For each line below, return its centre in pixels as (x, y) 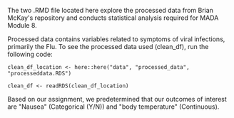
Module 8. (22, 25)
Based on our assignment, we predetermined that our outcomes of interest (117, 99)
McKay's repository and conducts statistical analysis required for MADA (113, 18)
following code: (30, 54)
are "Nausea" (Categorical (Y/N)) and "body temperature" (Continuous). (113, 107)
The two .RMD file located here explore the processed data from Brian (111, 10)
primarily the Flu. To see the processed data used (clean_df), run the (108, 47)
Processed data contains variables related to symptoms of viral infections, (116, 39)
